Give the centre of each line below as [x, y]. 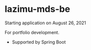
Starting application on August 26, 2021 [45, 23]
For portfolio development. [32, 32]
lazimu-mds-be [37, 9]
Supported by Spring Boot [39, 42]
